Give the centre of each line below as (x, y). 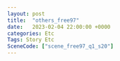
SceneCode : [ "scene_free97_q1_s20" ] (60, 46)
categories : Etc (31, 33)
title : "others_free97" (43, 20)
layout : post (26, 14)
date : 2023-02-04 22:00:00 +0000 (59, 27)
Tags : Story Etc (31, 40)
